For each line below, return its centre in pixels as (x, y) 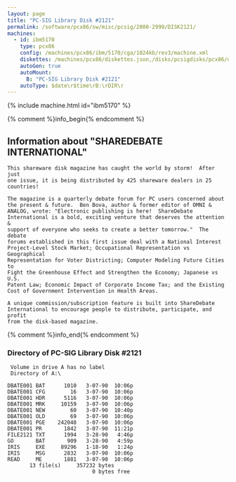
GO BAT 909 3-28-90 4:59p (70, 441)
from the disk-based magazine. (53, 322)
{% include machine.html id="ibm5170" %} (69, 105)
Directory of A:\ (35, 374)
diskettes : (36, 60)
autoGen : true (40, 66)
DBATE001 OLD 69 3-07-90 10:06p (70, 417)
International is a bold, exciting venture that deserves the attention (116, 217)
